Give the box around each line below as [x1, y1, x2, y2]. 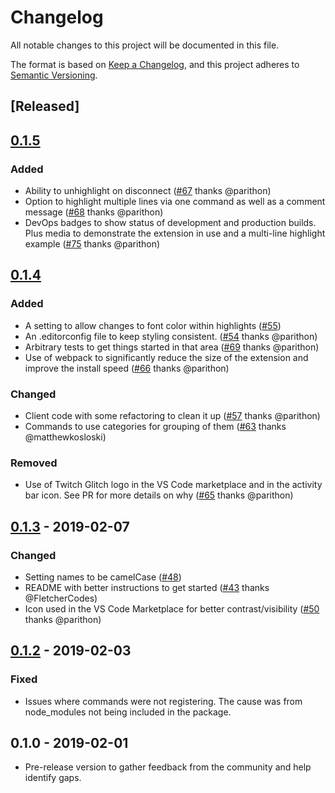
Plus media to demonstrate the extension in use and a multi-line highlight [24, 227, 326, 240]
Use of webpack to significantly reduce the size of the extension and [24, 351, 309, 363]
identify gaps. [24, 772, 82, 784]
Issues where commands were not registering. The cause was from [24, 695, 303, 707]
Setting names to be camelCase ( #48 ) [24, 571, 182, 583]
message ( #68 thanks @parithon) [24, 206, 164, 218]
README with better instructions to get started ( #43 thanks [24, 581, 270, 593]
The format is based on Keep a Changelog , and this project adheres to [10, 58, 300, 70]
